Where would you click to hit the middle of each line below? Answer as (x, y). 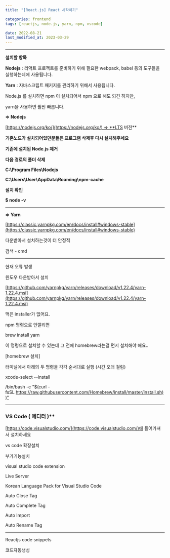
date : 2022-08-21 (24, 33)
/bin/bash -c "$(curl (26, 387)
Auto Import (18, 515)
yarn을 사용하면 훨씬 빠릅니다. (35, 107)
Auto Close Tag (21, 496)
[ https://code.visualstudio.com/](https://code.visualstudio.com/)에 (74, 428)
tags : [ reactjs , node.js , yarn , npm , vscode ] (54, 24)
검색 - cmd (16, 251)
